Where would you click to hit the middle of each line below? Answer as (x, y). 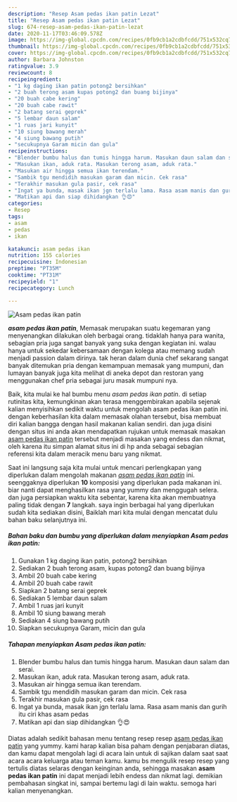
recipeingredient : (35, 79)
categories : (25, 204)
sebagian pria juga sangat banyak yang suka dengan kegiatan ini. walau (112, 343)
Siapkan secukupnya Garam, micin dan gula (82, 628)
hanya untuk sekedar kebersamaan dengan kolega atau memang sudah (111, 350)
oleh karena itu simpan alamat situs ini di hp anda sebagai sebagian (106, 446)
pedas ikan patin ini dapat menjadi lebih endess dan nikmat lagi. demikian (115, 776)
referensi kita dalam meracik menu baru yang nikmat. (85, 454)
